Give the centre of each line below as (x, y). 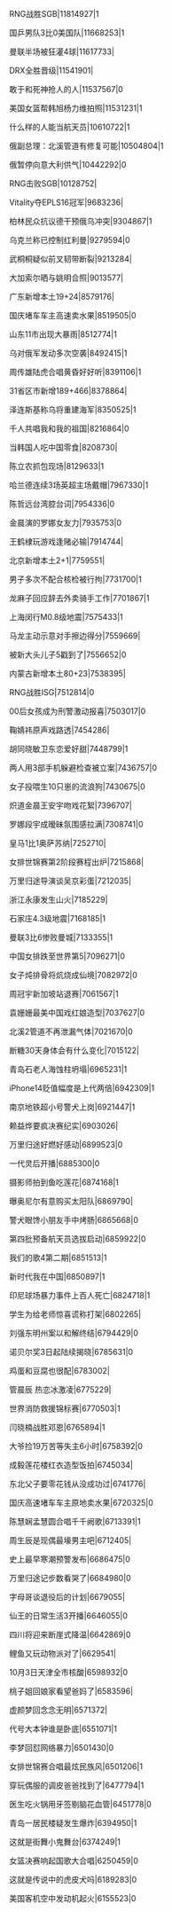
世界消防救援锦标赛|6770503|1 (65, 1408)
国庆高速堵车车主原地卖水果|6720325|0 (81, 1503)
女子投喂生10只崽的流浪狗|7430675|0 (78, 787)
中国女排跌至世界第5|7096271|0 (67, 956)
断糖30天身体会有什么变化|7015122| (74, 1050)
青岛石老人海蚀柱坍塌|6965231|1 (68, 1069)
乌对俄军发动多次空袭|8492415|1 (68, 353)
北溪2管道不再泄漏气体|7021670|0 (71, 1031)
